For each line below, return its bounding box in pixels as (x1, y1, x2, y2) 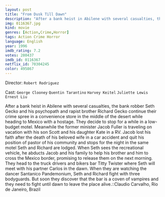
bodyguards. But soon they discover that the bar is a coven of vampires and (5, 176, 159, 182)
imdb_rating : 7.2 (5, 48, 41, 53)
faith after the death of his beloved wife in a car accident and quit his (5, 134, 144, 140)
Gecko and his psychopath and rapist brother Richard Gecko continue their (5, 108, 157, 114)
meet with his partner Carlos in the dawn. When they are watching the (5, 166, 147, 172)
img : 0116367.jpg (5, 21, 41, 26)
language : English (5, 39, 43, 44)
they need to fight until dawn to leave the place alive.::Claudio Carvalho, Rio (5, 181, 158, 187)
